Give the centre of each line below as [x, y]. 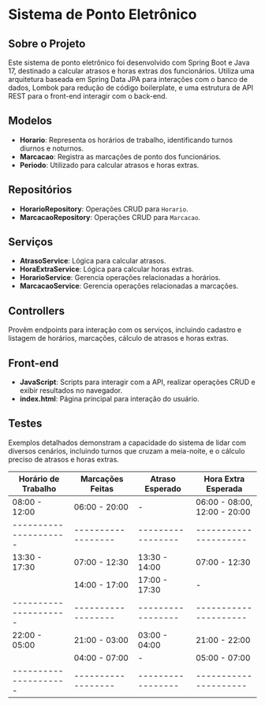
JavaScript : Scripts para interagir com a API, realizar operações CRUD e [137, 382]
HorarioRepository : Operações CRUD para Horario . [104, 209]
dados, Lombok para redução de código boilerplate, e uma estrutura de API [131, 88]
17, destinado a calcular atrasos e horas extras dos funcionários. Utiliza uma [131, 71]
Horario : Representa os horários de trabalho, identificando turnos [126, 140]
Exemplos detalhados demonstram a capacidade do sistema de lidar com [127, 443]
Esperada [224, 488]
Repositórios [40, 190]
